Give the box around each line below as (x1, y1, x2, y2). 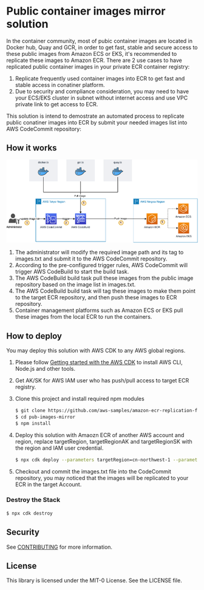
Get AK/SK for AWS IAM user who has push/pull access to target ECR (15, 377, 189, 384)
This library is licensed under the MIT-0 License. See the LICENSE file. (6, 577, 182, 584)
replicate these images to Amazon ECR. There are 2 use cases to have (6, 56, 182, 64)
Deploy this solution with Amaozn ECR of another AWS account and (15, 431, 185, 438)
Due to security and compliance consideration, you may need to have (15, 87, 189, 95)
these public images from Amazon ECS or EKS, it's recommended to (6, 50, 177, 57)
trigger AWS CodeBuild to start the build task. (15, 268, 129, 276)
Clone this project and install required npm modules (15, 395, 144, 402)
